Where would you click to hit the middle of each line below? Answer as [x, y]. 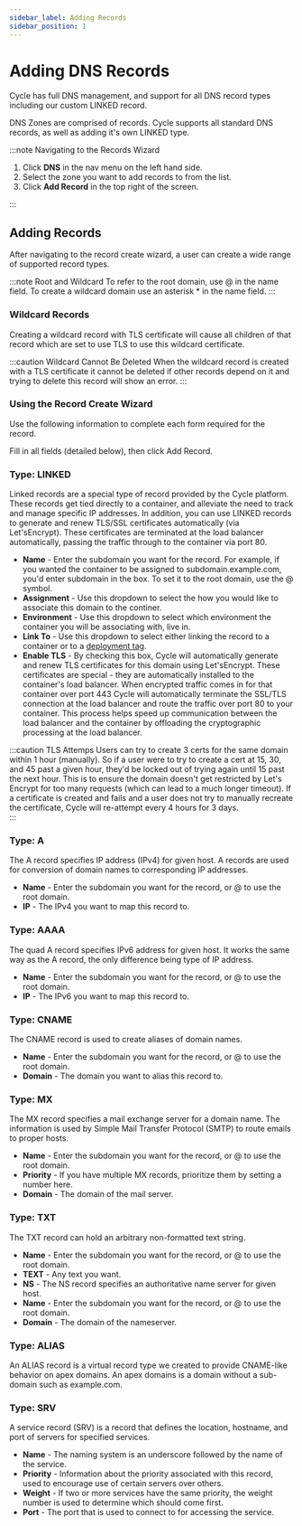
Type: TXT [33, 1218]
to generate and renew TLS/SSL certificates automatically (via [124, 523]
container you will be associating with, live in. [106, 627]
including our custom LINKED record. [78, 106]
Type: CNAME [41, 1020]
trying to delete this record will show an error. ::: [98, 381]
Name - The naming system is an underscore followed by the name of [152, 1455]
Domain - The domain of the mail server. [98, 1194]
